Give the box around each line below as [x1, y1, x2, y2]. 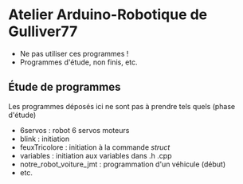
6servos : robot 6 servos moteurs [19, 125, 130, 135]
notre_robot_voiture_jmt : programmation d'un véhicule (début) [19, 159, 226, 169]
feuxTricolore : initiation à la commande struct [19, 142, 170, 152]
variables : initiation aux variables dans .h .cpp [19, 151, 172, 160]
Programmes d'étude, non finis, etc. [19, 57, 138, 67]
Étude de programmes [8, 80, 121, 94]
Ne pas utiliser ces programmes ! [19, 49, 129, 58]
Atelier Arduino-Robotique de [8, 6, 208, 24]
